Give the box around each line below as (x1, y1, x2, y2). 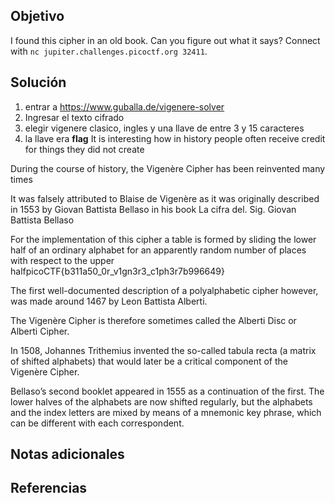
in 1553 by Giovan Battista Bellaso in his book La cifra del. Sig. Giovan (10, 203, 297, 215)
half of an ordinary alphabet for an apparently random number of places (10, 244, 307, 256)
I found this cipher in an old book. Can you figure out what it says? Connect (10, 34, 321, 46)
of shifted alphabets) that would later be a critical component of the (10, 355, 288, 367)
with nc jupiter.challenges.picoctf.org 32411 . (10, 45, 208, 57)
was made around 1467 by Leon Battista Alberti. (10, 295, 208, 307)
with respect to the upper (10, 254, 115, 266)
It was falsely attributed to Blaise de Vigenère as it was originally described (10, 192, 320, 204)
